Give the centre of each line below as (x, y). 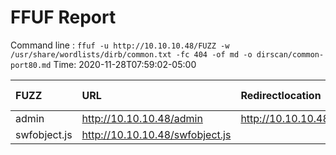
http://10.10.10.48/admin (142, 118)
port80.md (31, 65)
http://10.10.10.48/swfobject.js (156, 134)
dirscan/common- (290, 54)
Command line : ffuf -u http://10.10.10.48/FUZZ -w (120, 45)
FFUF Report (63, 17)
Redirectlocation (281, 95)
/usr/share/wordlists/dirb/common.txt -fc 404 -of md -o (131, 54)
